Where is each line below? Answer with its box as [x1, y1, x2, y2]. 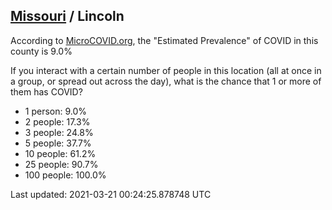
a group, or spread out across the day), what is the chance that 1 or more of [10, 75, 322, 87]
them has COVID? [10, 85, 83, 98]
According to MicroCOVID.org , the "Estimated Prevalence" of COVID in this [10, 34, 319, 46]
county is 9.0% [10, 45, 73, 57]
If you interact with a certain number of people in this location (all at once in [10, 64, 322, 76]
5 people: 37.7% [24, 137, 92, 149]
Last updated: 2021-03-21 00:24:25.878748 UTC [10, 188, 212, 200]
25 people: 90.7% [24, 158, 99, 170]
